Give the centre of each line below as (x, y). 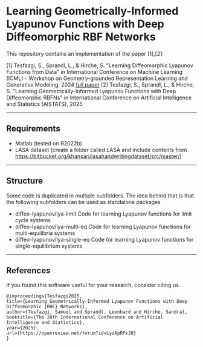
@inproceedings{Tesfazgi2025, (44, 296)
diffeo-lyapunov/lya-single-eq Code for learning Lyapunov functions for (104, 239)
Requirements (33, 129)
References (28, 270)
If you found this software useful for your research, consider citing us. (93, 285)
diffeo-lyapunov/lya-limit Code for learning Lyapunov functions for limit (103, 214)
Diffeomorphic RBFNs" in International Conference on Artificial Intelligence (99, 97)
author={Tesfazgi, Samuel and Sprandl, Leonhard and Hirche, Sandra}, (97, 312)
